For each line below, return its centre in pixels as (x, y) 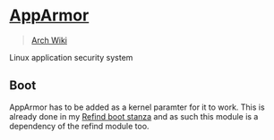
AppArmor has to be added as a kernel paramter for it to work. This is (137, 107)
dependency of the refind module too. (79, 126)
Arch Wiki (49, 40)
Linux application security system (71, 57)
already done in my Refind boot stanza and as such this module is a (134, 116)
